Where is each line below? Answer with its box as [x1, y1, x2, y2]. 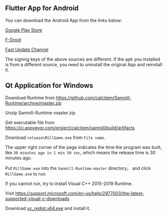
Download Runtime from [5, 95, 55, 101]
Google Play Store [5, 27, 42, 33]
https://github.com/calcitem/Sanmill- [55, 95, 132, 101]
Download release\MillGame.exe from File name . [5, 134, 106, 140]
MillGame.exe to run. [5, 170, 47, 177]
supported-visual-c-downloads [5, 195, 70, 201]
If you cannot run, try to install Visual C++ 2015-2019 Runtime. [5, 180, 133, 186]
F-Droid [5, 37, 21, 43]
